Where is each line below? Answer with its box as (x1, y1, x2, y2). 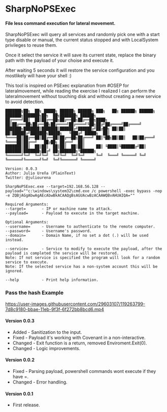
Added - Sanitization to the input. (12, 329, 82, 335)
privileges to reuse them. (5, 42, 57, 48)
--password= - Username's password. (5, 229, 92, 234)
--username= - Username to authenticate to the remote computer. (5, 224, 156, 229)
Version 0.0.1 (5, 391, 34, 397)
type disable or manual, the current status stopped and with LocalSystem (5, 37, 159, 43)
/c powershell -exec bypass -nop (91, 188, 162, 194)
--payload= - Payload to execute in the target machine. (5, 211, 140, 216)
